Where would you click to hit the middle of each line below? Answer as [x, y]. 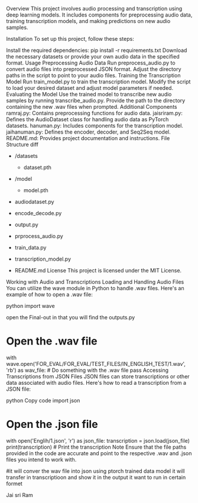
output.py [26, 225]
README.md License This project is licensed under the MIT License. [98, 270]
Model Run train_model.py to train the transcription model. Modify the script [98, 82]
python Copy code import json [43, 400]
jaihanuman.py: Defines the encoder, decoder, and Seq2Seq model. [88, 132]
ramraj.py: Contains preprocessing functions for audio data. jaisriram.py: [95, 113]
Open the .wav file [52, 341]
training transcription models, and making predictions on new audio [88, 21]
